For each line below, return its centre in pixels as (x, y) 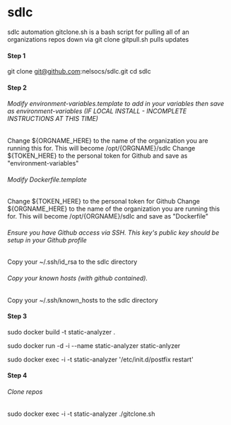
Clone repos (25, 391)
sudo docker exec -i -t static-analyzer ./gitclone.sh (81, 414)
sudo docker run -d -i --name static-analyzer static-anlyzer (94, 345)
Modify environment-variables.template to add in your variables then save (116, 104)
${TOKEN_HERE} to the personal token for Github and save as (97, 156)
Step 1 (17, 56)
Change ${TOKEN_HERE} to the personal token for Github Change (103, 202)
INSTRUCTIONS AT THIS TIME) (53, 119)
